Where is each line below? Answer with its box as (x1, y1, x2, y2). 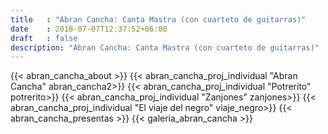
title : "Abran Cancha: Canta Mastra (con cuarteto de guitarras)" (10, 14, 307, 25)
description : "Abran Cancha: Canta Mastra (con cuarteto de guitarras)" (10, 42, 320, 53)
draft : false (10, 33, 78, 43)
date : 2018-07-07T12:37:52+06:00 (10, 24, 168, 34)
